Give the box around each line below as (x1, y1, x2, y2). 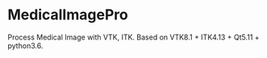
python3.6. (7, 40, 44, 50)
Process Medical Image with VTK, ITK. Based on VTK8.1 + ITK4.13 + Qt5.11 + (7, 32, 260, 42)
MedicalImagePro (7, 6, 128, 24)
